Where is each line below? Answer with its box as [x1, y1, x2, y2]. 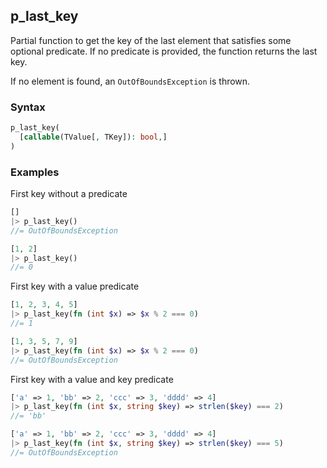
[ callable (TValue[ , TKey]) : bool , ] [19, 132, 168, 142]
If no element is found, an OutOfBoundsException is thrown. [10, 75, 251, 87]
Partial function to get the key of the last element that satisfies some [10, 34, 292, 46]
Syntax [10, 100, 46, 114]
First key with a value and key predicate [10, 373, 174, 385]
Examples [10, 165, 60, 179]
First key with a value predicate [10, 280, 140, 293]
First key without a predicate [10, 188, 128, 200]
